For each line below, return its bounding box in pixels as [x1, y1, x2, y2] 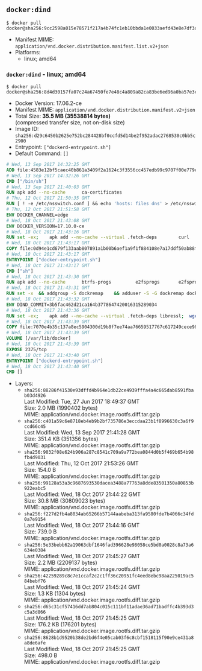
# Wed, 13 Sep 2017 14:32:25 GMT [6, 162, 90, 168]
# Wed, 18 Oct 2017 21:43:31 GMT [6, 285, 90, 291]
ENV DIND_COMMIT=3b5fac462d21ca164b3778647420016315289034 [6, 302, 158, 308]
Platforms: [14, 48, 41, 56]
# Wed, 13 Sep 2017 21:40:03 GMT [6, 184, 90, 190]
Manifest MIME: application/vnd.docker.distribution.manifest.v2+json [14, 106, 195, 113]
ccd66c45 [23, 424, 46, 430]
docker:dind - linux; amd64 [6, 70, 87, 78]
